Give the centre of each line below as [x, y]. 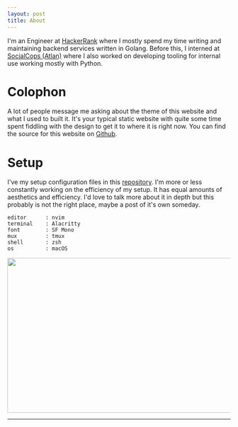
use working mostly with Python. [55, 63]
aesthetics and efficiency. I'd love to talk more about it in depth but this [111, 197]
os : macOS [38, 249]
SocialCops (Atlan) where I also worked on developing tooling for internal [114, 56]
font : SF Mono [41, 230]
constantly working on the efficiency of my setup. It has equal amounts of [115, 190]
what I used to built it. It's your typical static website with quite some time [114, 119]
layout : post [27, 14]
